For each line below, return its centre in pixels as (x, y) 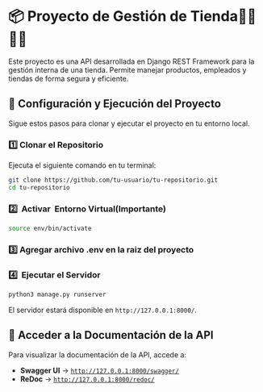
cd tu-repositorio (39, 187)
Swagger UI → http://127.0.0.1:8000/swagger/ (100, 370)
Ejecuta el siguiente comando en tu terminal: (82, 165)
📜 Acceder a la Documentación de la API (111, 335)
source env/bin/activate (50, 229)
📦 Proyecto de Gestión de (98, 17)
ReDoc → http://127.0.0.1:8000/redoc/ (87, 379)
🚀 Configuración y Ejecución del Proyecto (115, 104)
